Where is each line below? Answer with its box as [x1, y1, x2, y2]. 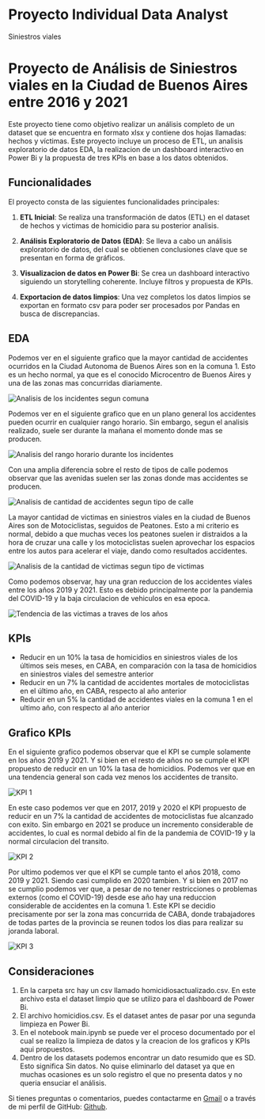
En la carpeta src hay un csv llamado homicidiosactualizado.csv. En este [19, 985, 256, 995]
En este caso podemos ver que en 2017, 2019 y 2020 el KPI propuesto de [8, 803, 247, 813]
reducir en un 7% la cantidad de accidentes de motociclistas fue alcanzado [8, 812, 254, 821]
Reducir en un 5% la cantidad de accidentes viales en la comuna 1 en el [19, 695, 253, 704]
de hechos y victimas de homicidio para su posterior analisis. [19, 220, 219, 230]
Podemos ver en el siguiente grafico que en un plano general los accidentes [8, 409, 256, 418]
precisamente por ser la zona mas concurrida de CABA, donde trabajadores [8, 909, 256, 919]
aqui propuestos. [19, 1044, 75, 1054]
